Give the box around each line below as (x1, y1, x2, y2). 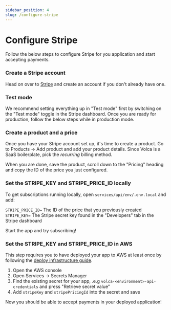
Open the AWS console (12, 267, 62, 273)
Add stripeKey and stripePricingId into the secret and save (12, 289, 141, 295)
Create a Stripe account (5, 70, 66, 77)
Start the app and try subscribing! (5, 227, 77, 233)
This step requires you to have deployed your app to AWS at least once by (5, 252, 162, 258)
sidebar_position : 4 (5, 7, 50, 13)
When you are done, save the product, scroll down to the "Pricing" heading (5, 162, 164, 168)
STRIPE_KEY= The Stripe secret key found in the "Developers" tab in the (5, 212, 154, 218)
